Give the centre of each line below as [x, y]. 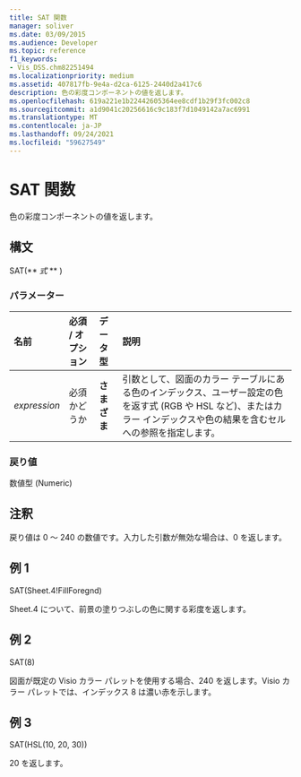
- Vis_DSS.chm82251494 [52, 68]
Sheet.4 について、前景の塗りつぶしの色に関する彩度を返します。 [130, 609]
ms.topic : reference [48, 51]
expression [37, 405]
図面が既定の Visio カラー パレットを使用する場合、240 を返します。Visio [145, 680]
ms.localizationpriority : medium [72, 76]
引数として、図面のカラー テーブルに [199, 379]
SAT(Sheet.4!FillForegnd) [56, 590]
